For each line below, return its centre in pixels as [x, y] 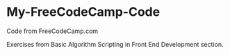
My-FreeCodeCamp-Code [83, 12]
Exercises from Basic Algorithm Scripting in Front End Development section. [115, 44]
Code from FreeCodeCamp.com [52, 31]
